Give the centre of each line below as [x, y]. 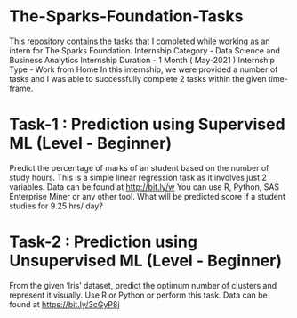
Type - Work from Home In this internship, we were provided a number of [144, 69]
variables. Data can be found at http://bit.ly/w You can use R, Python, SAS [144, 187]
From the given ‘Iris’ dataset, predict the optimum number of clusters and [143, 285]
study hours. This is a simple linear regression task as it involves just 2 [138, 177]
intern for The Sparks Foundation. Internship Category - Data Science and [144, 50]
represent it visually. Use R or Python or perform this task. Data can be [139, 295]
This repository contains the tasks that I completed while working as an [140, 41]
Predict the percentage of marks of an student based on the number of [139, 167]
